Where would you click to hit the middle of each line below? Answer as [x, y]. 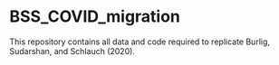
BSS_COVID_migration [95, 17]
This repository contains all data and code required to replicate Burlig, [139, 42]
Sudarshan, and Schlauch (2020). [72, 51]
